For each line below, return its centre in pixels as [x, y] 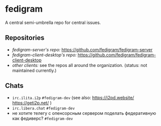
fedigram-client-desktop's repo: [44, 55]
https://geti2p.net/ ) [32, 103]
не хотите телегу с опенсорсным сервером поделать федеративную [84, 113]
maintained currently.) [34, 70]
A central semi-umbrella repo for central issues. [53, 22]
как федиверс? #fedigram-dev [42, 118]
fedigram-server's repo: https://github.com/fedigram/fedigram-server [82, 49]
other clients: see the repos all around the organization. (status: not [80, 65]
